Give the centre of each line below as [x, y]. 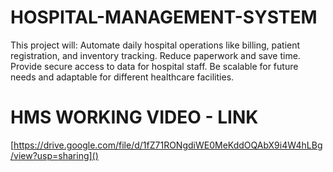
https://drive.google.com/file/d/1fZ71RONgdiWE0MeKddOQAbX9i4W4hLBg [168, 145]
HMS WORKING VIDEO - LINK [134, 117]
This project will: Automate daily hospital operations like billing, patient [155, 45]
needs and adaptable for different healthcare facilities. [122, 77]
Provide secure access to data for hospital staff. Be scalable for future [154, 66]
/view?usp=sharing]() [54, 155]
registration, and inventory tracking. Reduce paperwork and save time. [155, 55]
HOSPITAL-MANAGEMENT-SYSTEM [164, 17]
